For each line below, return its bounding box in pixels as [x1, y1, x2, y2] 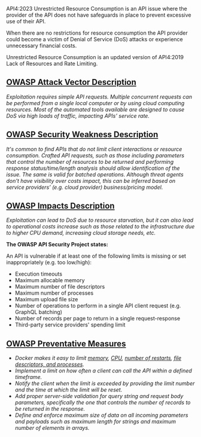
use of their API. [6, 18, 46, 25]
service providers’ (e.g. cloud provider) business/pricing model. [6, 184, 163, 191]
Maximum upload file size [14, 296, 78, 303]
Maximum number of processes [14, 289, 94, 297]
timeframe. [14, 374, 42, 381]
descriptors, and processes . [14, 361, 85, 368]
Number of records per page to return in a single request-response [14, 315, 181, 322]
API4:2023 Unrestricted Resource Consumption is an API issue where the [6, 5, 187, 12]
